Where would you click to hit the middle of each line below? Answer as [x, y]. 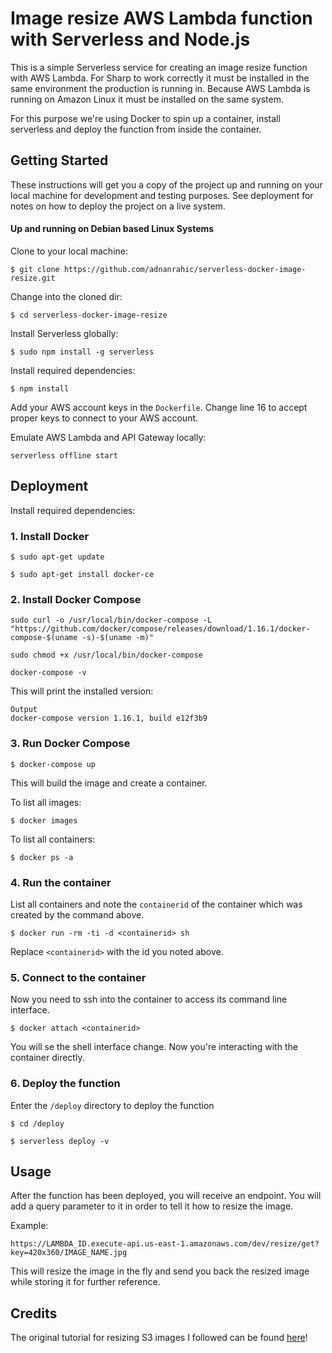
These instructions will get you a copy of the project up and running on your [166, 184]
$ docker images [44, 820]
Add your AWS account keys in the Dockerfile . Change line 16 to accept [159, 407]
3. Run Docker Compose [70, 744]
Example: [29, 1226]
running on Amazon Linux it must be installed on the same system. [147, 99]
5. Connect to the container [78, 977]
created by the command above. [77, 914]
